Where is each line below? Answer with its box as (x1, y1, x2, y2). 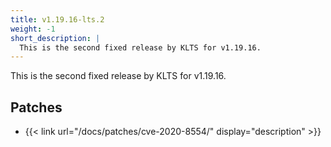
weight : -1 (10, 24, 56, 34)
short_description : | (10, 33, 101, 43)
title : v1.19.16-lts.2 (10, 14, 105, 25)
